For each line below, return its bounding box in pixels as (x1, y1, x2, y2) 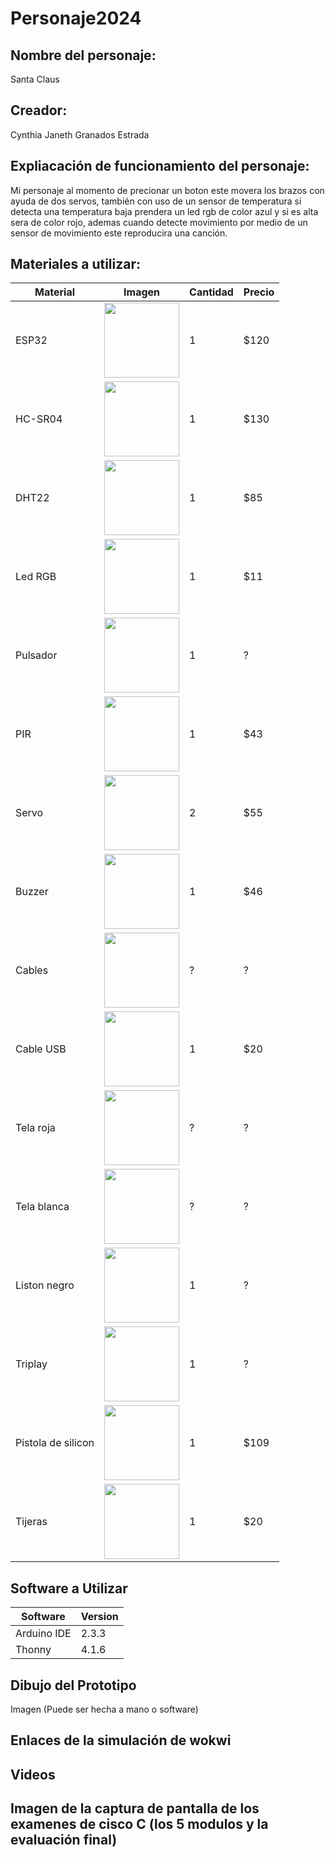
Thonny (15, 1643, 52, 1657)
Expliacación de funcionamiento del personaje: (10, 158, 310, 175)
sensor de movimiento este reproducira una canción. (10, 227, 228, 239)
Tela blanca (15, 1200, 70, 1214)
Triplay (15, 1357, 48, 1371)
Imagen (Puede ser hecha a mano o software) (10, 1703, 199, 1716)
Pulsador (15, 648, 58, 662)
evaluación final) (10, 1832, 118, 1849)
